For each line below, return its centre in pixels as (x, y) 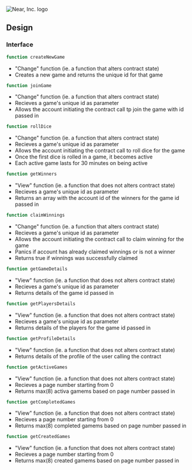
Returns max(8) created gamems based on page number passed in (97, 461)
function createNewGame (36, 57)
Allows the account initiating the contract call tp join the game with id (99, 109)
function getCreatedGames (38, 437)
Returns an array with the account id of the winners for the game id (97, 198)
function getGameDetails (37, 269)
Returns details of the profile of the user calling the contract (88, 356)
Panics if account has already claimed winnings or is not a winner (95, 252)
